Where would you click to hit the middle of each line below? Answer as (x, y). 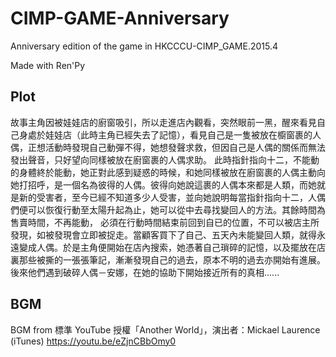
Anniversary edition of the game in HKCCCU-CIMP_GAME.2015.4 (144, 46)
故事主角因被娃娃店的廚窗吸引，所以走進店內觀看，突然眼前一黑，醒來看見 (163, 122)
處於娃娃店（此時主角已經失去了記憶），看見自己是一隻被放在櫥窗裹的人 (174, 134)
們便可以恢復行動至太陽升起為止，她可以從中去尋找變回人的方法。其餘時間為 (168, 209)
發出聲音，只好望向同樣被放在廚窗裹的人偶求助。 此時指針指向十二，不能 (160, 159)
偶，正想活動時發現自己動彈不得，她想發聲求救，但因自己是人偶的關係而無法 (168, 147)
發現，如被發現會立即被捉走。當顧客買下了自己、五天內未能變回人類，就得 (163, 234)
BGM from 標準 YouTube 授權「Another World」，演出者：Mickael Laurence (165, 329)
